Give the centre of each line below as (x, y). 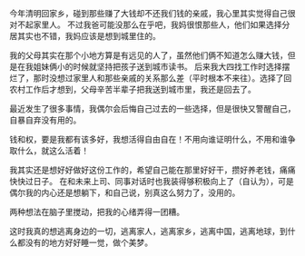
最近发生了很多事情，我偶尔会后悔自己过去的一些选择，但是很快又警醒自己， (152, 108)
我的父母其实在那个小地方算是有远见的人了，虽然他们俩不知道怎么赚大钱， (148, 55)
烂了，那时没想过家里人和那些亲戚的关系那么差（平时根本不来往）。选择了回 (151, 78)
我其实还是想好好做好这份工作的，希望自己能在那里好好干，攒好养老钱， (144, 170)
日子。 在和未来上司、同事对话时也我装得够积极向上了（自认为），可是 (163, 181)
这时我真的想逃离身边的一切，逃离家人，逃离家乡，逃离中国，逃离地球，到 (148, 231)
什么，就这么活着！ (53, 151)
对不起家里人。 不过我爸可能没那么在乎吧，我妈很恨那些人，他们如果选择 (146, 25)
